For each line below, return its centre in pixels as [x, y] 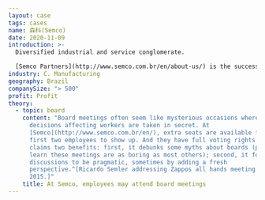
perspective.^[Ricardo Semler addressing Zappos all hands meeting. [144, 170]
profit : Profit [33, 96]
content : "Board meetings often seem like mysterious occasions [130, 118]
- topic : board [40, 111]
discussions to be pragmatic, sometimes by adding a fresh [128, 162]
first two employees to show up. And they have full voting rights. [144, 140]
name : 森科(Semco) [37, 30]
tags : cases [28, 23]
